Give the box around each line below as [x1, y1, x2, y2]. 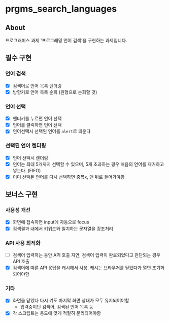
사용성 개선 [5, 207, 31, 214]
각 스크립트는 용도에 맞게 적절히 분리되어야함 [12, 310, 102, 316]
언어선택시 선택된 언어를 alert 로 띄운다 [12, 128, 91, 135]
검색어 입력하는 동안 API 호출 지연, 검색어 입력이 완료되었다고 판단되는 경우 [12, 252, 161, 258]
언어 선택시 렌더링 [12, 154, 48, 160]
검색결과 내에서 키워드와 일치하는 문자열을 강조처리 [12, 226, 113, 232]
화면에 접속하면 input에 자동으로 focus [12, 219, 90, 225]
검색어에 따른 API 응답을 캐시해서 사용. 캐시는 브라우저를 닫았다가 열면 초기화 [12, 265, 165, 271]
